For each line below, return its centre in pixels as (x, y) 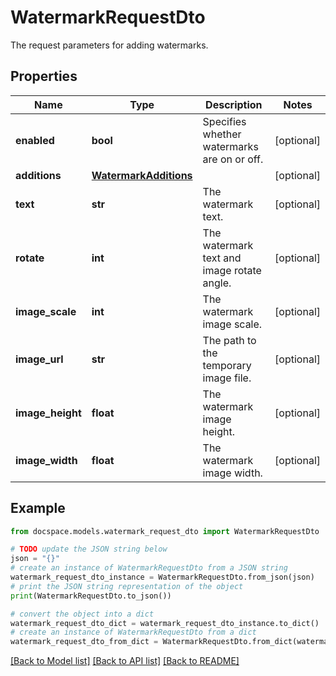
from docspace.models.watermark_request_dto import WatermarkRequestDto (165, 531)
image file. (227, 378)
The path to (229, 340)
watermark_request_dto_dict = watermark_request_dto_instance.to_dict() (165, 623)
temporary (227, 365)
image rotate (232, 270)
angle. (217, 283)
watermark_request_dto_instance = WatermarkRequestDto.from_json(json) (162, 577)
